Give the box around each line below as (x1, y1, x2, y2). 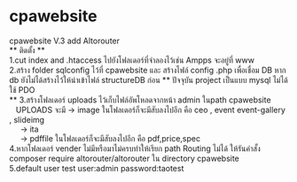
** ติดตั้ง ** (9, 44, 46, 55)
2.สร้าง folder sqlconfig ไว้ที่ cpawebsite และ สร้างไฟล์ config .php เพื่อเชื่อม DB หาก (9, 64, 286, 75)
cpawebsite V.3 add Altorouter (9, 35, 121, 46)
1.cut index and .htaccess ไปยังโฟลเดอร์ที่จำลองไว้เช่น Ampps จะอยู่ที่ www (9, 55, 255, 65)
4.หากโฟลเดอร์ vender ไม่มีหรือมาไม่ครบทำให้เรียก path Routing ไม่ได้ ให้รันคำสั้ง (9, 143, 261, 154)
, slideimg (9, 114, 45, 125)
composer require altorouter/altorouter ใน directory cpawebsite (9, 153, 239, 163)
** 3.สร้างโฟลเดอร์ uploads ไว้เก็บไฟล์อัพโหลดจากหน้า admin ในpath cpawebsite (9, 95, 272, 105)
